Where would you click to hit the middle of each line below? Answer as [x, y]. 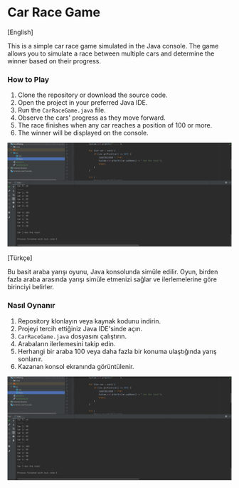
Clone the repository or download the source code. [92, 95]
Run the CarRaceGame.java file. [62, 110]
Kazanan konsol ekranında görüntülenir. [76, 366]
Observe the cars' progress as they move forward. [91, 118]
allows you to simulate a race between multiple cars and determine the [111, 53]
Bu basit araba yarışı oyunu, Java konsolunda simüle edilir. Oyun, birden [113, 272]
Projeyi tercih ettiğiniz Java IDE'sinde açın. [80, 328]
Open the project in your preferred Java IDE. [83, 103]
